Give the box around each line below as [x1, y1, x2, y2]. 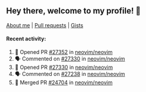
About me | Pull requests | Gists [6, 21, 84, 28]
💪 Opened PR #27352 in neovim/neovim [14, 49, 113, 56]
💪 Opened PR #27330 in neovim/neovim [14, 64, 113, 71]
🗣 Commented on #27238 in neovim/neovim [14, 71, 126, 78]
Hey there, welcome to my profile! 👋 [6, 6, 141, 16]
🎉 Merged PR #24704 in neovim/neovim [14, 79, 113, 86]
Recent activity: [6, 35, 46, 42]
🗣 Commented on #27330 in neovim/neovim [14, 55, 126, 62]
